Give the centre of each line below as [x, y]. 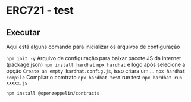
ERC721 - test [40, 10]
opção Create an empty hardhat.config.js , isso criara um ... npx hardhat [96, 71]
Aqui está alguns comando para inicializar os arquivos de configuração [93, 47]
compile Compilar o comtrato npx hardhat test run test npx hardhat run [94, 77]
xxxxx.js [17, 83]
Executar [23, 33]
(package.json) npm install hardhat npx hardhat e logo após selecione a [96, 64]
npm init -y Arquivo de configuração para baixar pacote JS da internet [94, 58]
